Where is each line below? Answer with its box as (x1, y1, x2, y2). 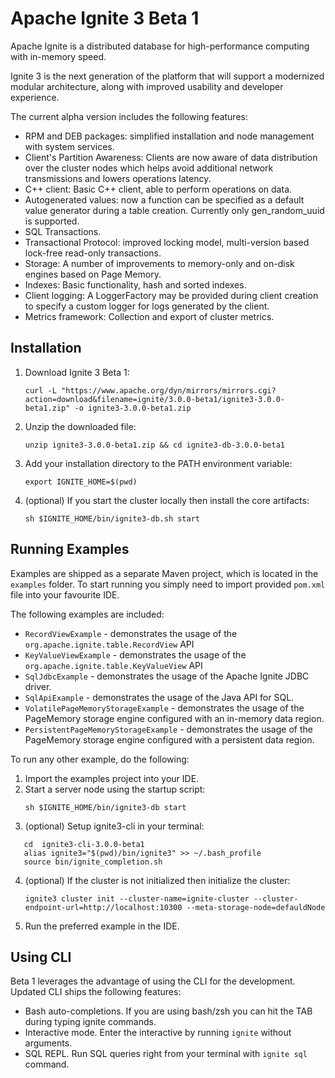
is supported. (24, 215, 80, 227)
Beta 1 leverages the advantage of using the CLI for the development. (10, 975, 296, 987)
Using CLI (10, 948, 72, 966)
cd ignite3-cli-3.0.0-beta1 (23, 839, 145, 849)
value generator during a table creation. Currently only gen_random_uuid (24, 204, 325, 216)
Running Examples (10, 541, 130, 558)
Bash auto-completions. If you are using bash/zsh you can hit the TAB (24, 1005, 313, 1017)
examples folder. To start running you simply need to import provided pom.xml (10, 578, 326, 590)
